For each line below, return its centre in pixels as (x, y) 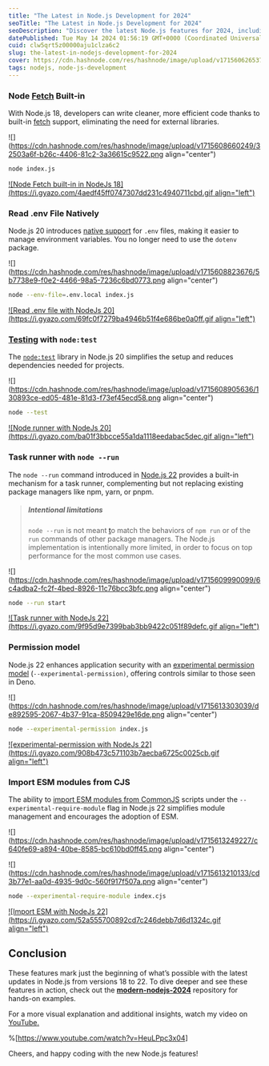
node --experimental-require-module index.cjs (87, 896)
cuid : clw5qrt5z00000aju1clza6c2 (64, 46)
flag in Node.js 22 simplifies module (166, 808)
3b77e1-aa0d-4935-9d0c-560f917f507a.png (82, 881)
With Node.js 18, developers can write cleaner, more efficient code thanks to (134, 114)
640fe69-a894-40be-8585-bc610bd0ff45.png (85, 848)
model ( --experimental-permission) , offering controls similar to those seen (132, 673)
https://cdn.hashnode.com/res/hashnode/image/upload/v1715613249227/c (134, 840)
